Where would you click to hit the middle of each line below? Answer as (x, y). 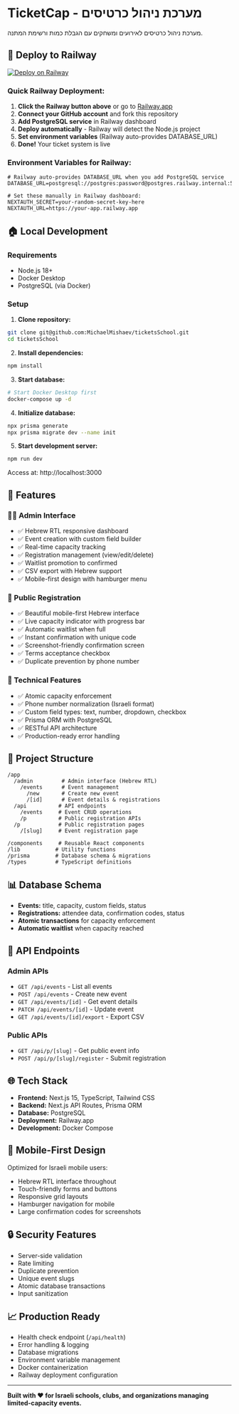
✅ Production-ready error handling (69, 735)
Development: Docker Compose (65, 1128)
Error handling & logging (53, 1345)
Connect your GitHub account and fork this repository (98, 114)
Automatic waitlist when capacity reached (81, 928)
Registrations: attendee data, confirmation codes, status (101, 913)
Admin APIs (28, 971)
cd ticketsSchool (33, 340)
